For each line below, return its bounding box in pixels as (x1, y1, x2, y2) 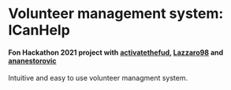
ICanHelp (8, 21, 71, 39)
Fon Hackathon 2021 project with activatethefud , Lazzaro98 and (8, 48, 224, 57)
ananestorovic (8, 56, 57, 65)
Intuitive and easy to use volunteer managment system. (8, 74, 188, 83)
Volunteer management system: (8, 5, 224, 23)
